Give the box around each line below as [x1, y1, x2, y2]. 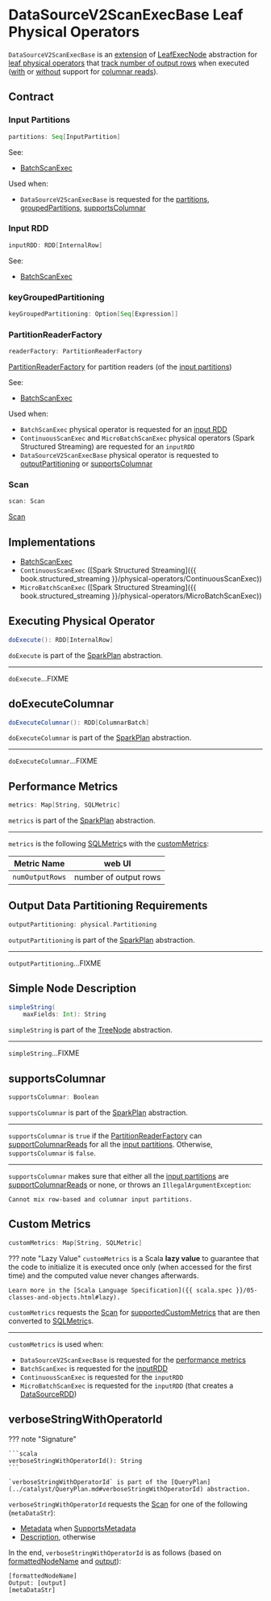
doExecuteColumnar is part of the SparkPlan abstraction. [8, 733, 192, 743]
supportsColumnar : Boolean [8, 1093, 99, 1101]
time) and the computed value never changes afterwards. [8, 1270, 199, 1280]
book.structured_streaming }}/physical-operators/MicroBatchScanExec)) [19, 591, 262, 601]
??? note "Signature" [8, 1434, 77, 1444]
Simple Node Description [8, 982, 137, 995]
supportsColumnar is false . [8, 1148, 97, 1158]
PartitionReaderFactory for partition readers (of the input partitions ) [8, 362, 232, 372]
